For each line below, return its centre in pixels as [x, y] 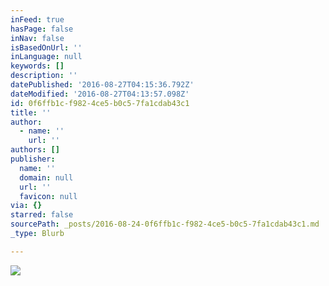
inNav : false [37, 38]
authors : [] [35, 150]
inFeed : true [37, 19]
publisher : [33, 159]
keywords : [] [37, 66]
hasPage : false [42, 29]
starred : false [42, 215]
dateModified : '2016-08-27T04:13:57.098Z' [100, 94]
